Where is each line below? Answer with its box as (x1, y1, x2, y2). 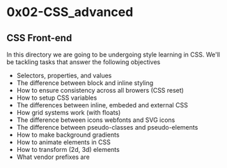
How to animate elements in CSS (16, 138, 111, 146)
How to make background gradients (16, 130, 120, 139)
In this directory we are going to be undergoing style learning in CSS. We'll (6, 50, 221, 59)
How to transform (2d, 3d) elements (16, 146, 120, 153)
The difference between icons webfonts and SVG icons (16, 116, 175, 124)
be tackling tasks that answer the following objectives (6, 58, 161, 66)
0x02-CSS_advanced (6, 4, 134, 20)
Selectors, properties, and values (16, 71, 112, 79)
